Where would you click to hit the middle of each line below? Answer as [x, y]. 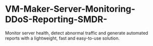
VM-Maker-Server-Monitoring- [70, 9]
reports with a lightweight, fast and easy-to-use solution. [63, 38]
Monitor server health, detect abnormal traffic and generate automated [77, 33]
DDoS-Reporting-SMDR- [56, 19]
